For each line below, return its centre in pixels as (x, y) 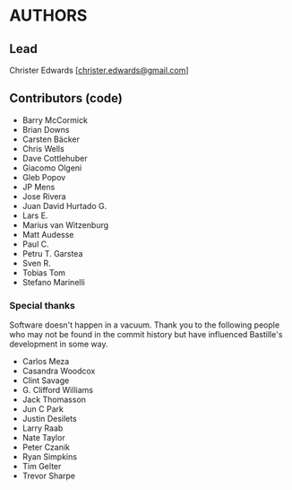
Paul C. (35, 244)
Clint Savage (46, 381)
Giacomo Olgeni (52, 168)
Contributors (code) (66, 98)
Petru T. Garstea (52, 253)
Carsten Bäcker (51, 139)
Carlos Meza (46, 362)
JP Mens (39, 187)
